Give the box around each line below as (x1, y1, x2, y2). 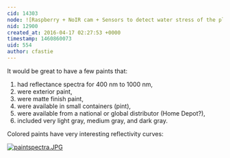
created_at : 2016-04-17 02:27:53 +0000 (7, 29, 121, 36)
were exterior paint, (16, 87, 73, 96)
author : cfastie (7, 49, 53, 55)
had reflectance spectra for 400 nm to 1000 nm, (16, 80, 153, 88)
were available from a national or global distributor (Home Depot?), (16, 109, 205, 117)
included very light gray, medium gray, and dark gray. (16, 116, 168, 124)
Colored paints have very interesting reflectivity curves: (7, 129, 164, 137)
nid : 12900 (7, 23, 38, 29)
